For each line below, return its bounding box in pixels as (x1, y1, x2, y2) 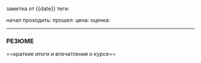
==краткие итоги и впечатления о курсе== (6, 51, 117, 58)
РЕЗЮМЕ (6, 37, 34, 45)
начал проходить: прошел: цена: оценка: (6, 17, 111, 23)
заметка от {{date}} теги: (6, 5, 70, 12)
